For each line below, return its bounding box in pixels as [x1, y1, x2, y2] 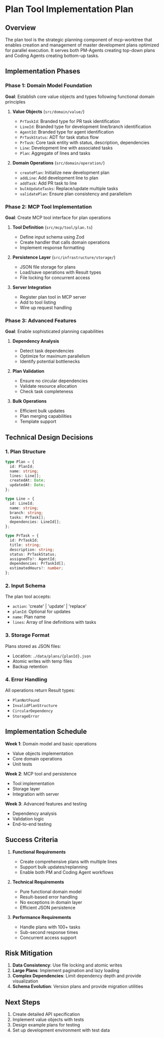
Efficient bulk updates [19, 408, 65, 414]
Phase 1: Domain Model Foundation [5, 82, 92, 89]
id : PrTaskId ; [9, 538, 39, 543]
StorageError [12, 714, 40, 719]
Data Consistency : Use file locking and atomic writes [12, 962, 123, 968]
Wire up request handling [19, 304, 72, 311]
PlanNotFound [12, 698, 40, 703]
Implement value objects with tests [12, 1016, 84, 1022]
